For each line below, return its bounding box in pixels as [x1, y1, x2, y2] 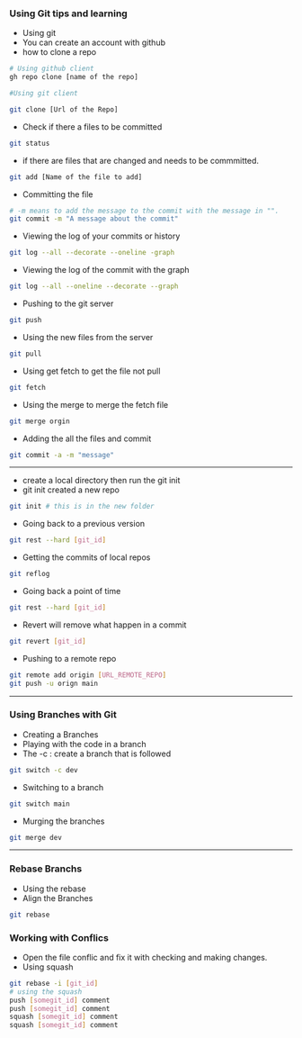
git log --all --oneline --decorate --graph [9, 282, 179, 291]
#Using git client [9, 89, 78, 98]
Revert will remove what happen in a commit [22, 619, 187, 630]
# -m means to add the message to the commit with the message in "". [9, 206, 280, 215]
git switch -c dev [9, 765, 78, 774]
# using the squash [9, 987, 83, 997]
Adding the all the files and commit [22, 433, 152, 444]
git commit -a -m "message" [9, 450, 115, 459]
